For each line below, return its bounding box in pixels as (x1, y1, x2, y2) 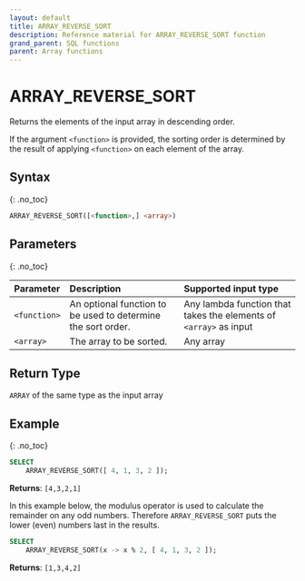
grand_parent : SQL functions (9, 38, 120, 48)
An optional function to (69, 297, 167, 310)
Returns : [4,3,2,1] (9, 482, 82, 493)
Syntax (9, 170, 51, 185)
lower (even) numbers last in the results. (9, 519, 161, 530)
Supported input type (183, 282, 280, 295)
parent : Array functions (9, 47, 103, 56)
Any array (183, 335, 225, 348)
